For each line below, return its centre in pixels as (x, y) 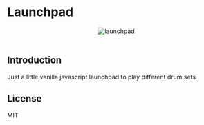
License (25, 98)
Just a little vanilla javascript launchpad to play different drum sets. (102, 77)
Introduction (35, 60)
